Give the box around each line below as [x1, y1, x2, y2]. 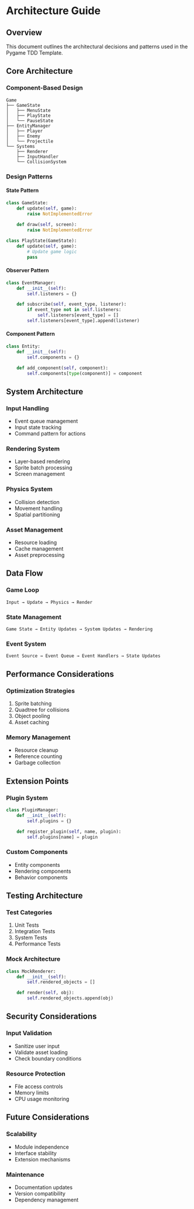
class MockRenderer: [6, 968, 57, 974]
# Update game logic [27, 248, 77, 255]
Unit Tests [14, 921, 39, 928]
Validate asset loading [14, 1049, 68, 1056]
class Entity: [6, 343, 41, 350]
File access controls [14, 1083, 63, 1090]
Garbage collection [14, 759, 61, 766]
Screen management [14, 471, 65, 478]
